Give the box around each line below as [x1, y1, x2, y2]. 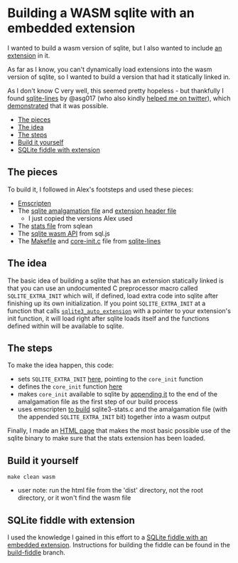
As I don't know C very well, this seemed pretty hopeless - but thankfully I [7, 86, 224, 95]
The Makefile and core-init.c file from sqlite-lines [17, 236, 161, 245]
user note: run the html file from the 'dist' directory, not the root [17, 486, 204, 495]
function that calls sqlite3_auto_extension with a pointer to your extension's [7, 306, 231, 315]
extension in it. [7, 51, 50, 60]
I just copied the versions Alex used [28, 214, 133, 222]
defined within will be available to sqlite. [7, 322, 124, 330]
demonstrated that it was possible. [7, 101, 109, 110]
